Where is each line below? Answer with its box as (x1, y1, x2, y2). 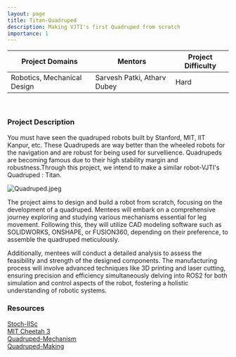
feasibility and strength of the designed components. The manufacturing (7, 256, 218, 264)
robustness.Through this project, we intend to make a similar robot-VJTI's (7, 163, 220, 171)
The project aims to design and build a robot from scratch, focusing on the (7, 197, 223, 206)
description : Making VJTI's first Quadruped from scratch (7, 23, 181, 30)
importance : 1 (7, 30, 49, 37)
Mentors (117, 57, 147, 67)
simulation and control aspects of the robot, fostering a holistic (7, 278, 189, 287)
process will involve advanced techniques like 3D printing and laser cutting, (7, 264, 226, 272)
